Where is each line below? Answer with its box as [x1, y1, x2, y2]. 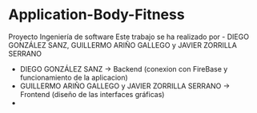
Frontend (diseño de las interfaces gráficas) [19, 89, 165, 99]
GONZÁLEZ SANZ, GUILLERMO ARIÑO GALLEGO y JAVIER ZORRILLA [8, 40, 238, 49]
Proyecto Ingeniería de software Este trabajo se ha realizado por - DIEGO [8, 32, 250, 41]
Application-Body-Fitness [8, 6, 186, 24]
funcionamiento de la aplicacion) [19, 72, 128, 82]
